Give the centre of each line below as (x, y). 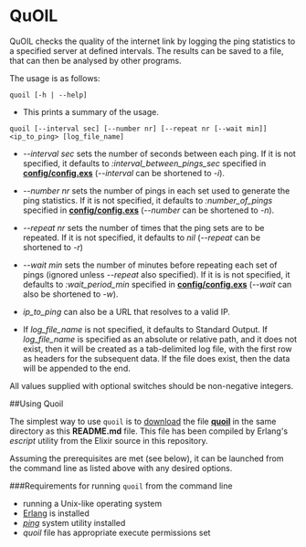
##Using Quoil (37, 404)
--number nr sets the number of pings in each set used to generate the (156, 190)
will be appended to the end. (76, 368)
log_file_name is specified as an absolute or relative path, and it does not (160, 339)
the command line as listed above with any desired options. (121, 468)
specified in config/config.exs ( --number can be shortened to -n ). (148, 210)
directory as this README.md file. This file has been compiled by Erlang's (149, 431)
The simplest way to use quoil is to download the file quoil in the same (143, 421)
